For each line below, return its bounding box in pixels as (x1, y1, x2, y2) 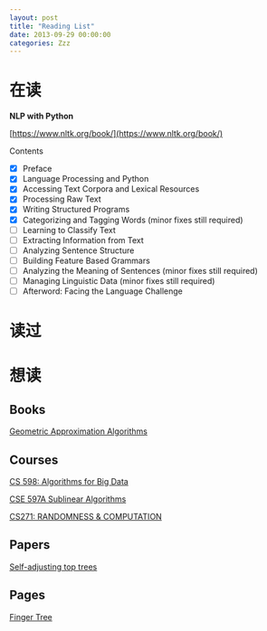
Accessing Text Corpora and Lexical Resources (22, 184, 200, 194)
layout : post (9, 13, 59, 23)
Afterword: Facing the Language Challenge (22, 286, 184, 297)
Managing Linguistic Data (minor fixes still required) (22, 275, 215, 286)
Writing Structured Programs (22, 204, 130, 215)
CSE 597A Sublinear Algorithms (9, 494, 127, 504)
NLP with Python (9, 110, 74, 122)
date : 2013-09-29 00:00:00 (9, 30, 111, 39)
